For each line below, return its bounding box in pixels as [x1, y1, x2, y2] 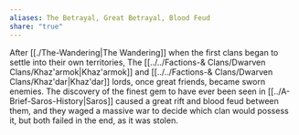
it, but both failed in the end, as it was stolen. [9, 115, 178, 126]
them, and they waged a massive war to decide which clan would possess [9, 105, 290, 116]
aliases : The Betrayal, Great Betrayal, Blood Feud [9, 13, 210, 23]
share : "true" [9, 22, 64, 31]
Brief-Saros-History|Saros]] [9, 95, 114, 106]
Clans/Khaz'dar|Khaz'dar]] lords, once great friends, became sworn [9, 76, 266, 87]
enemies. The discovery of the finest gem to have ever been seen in [9, 86, 266, 97]
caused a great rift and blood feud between [115, 95, 279, 106]
